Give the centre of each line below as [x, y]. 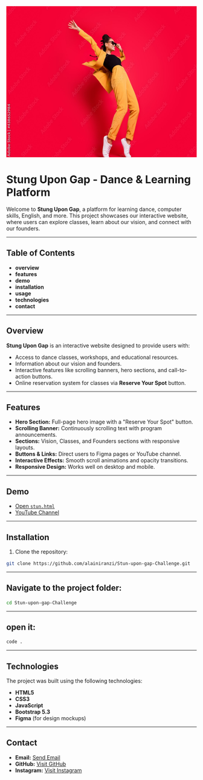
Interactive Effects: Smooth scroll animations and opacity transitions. [101, 460]
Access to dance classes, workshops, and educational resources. [97, 357]
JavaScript [29, 706]
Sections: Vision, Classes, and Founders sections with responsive [97, 441]
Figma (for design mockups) [50, 718]
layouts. [25, 448]
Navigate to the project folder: [64, 588]
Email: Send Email [37, 757]
